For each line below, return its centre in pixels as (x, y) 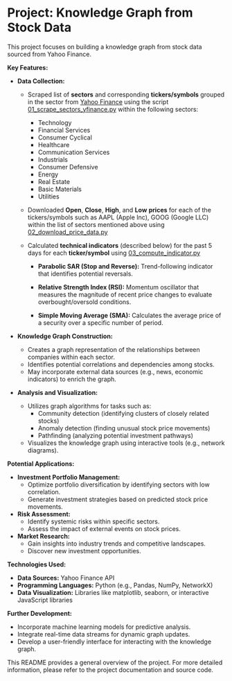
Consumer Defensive (68, 167)
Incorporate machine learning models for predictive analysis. (104, 627)
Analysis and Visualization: (57, 392)
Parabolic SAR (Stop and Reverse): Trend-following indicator (125, 266)
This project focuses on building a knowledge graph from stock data (105, 47)
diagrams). (43, 450)
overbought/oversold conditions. (84, 302)
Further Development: (40, 613)
